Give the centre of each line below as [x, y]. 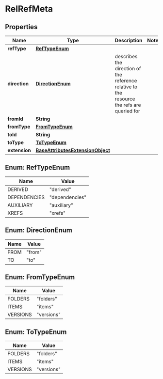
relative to [126, 87]
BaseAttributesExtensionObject [73, 150]
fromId [15, 119]
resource [125, 99]
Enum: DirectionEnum [39, 230]
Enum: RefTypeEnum [38, 167]
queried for [128, 111]
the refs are [128, 105]
